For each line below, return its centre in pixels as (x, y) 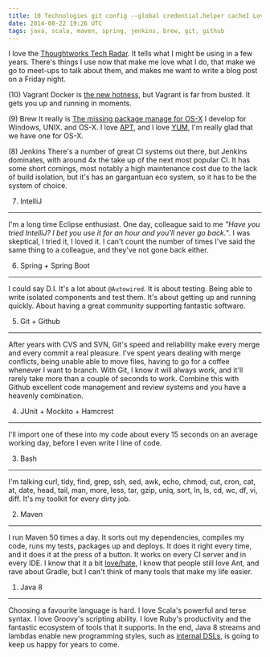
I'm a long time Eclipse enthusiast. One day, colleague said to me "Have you (134, 224)
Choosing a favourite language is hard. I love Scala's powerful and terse (127, 610)
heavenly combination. (46, 396)
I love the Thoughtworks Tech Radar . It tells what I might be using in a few (131, 54)
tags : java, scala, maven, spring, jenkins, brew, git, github (117, 31)
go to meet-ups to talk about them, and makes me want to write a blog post (133, 71)
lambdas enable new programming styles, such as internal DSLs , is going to (134, 636)
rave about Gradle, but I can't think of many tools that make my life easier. (131, 572)
